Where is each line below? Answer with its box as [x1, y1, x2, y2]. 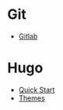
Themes [18, 93, 46, 103]
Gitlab [18, 31, 38, 41]
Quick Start [18, 85, 55, 94]
